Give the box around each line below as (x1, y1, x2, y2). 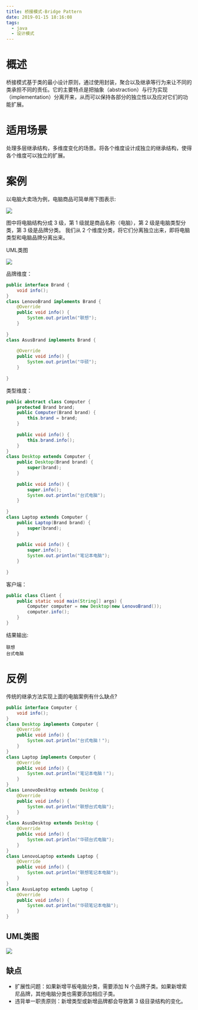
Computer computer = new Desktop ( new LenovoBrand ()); (27, 604, 162, 609)
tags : (6, 20, 19, 25)
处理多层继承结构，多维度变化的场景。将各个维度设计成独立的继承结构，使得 (6, 144, 192, 151)
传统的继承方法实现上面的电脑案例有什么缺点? (6, 693, 118, 700)
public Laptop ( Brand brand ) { (16, 519, 91, 525)
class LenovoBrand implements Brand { (6, 298, 101, 305)
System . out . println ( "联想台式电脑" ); (27, 804, 115, 809)
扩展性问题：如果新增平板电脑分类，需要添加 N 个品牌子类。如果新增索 (14, 983, 187, 990)
